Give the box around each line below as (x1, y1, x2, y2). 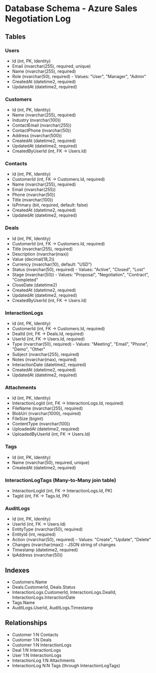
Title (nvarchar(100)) (12, 197, 53, 203)
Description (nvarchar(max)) (12, 251, 69, 257)
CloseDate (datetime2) (12, 282, 57, 288)
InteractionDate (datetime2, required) (12, 362, 86, 368)
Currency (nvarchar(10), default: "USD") (12, 261, 92, 267)
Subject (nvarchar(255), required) (12, 352, 79, 357)
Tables (5, 32, 26, 41)
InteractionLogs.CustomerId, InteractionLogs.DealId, (12, 590, 117, 595)
